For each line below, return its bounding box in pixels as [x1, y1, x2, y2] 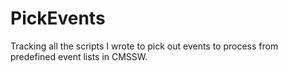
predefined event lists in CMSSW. [10, 50, 148, 62]
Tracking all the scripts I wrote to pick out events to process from [10, 40, 279, 52]
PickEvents [10, 7, 106, 30]
